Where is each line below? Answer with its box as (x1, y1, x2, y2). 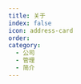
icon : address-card (8, 26, 74, 34)
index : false (8, 19, 52, 27)
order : (8, 34, 30, 42)
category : (8, 42, 42, 50)
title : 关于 (8, 11, 46, 20)
